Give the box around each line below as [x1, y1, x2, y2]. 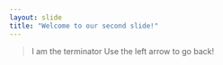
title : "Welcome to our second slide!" [9, 21, 159, 30]
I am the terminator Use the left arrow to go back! [31, 45, 214, 56]
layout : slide [9, 12, 63, 22]
